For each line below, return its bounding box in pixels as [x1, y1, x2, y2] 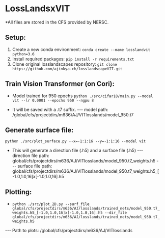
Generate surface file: [5, 126, 74, 134]
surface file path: [17, 163, 53, 169]
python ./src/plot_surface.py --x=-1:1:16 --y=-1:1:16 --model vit [5, 139, 146, 144]
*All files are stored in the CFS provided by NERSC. [5, 19, 109, 25]
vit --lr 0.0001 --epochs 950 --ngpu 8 [12, 98, 94, 103]
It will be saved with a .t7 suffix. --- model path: [12, 106, 109, 112]
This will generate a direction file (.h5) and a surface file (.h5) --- [12, 148, 143, 154]
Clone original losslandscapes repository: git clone [12, 61, 117, 67]
